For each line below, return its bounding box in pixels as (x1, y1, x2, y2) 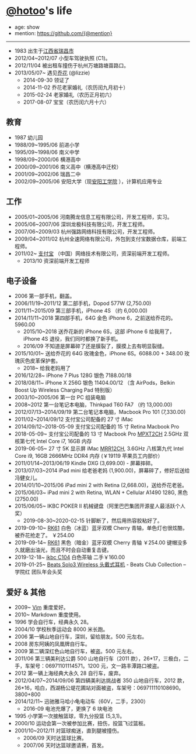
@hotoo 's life (6, 4, 72, 18)
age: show (14, 23, 40, 30)
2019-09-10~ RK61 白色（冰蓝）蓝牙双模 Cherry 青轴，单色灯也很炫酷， (14, 525, 188, 532)
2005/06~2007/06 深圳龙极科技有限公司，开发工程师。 (14, 221, 148, 228)
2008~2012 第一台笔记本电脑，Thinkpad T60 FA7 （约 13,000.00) (14, 401, 173, 408)
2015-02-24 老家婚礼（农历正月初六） (23, 91, 116, 98)
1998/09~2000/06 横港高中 (14, 156, 81, 163)
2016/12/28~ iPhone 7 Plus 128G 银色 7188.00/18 (14, 372, 132, 379)
